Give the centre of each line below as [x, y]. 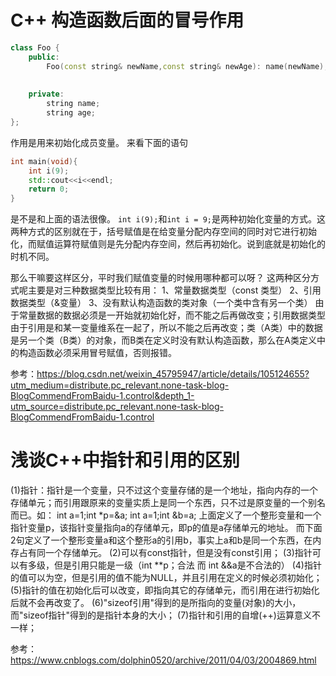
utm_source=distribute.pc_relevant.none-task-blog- [117, 407]
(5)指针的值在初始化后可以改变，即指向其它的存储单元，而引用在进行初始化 [165, 590]
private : [46, 94]
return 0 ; [49, 189]
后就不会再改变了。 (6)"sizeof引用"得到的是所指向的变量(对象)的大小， [156, 603]
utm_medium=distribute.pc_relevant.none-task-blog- [120, 385]
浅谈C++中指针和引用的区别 [125, 460]
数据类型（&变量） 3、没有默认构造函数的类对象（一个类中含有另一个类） [161, 303]
